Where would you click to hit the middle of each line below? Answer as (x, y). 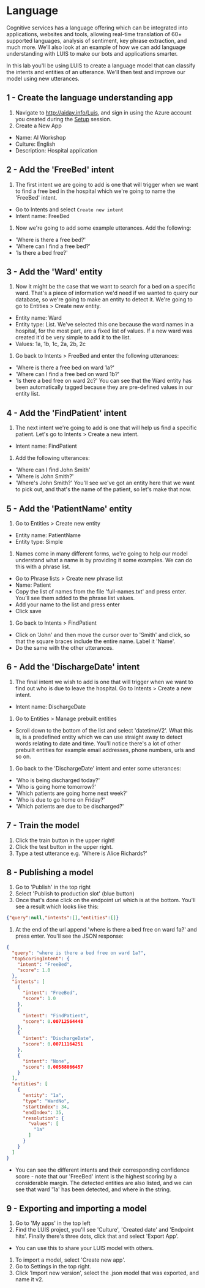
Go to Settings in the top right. (53, 1267)
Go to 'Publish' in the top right (53, 887)
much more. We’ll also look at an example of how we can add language (96, 47)
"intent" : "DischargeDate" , (58, 1039)
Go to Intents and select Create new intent (69, 209)
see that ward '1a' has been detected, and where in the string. (93, 1189)
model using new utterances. (43, 78)
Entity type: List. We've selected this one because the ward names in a (104, 325)
